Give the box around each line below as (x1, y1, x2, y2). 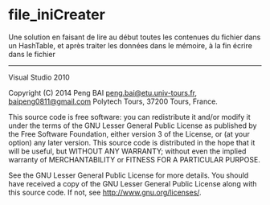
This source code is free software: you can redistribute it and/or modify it (8, 112, 251, 121)
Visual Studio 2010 (8, 72, 70, 82)
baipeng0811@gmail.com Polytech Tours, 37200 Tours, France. (8, 96, 219, 106)
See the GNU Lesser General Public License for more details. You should (8, 170, 249, 180)
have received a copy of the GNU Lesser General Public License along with (8, 178, 257, 188)
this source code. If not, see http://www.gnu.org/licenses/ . (8, 187, 202, 197)
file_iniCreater (8, 6, 106, 24)
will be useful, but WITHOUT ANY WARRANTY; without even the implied (8, 146, 247, 156)
